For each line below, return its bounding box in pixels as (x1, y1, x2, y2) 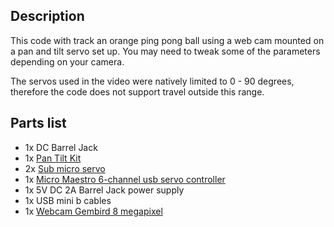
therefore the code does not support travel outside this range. (10, 85, 265, 98)
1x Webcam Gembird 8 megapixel (24, 205, 163, 217)
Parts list (10, 115, 67, 132)
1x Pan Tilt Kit (24, 152, 82, 164)
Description (10, 8, 85, 25)
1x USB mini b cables (24, 194, 112, 206)
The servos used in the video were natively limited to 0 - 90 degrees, (10, 75, 295, 87)
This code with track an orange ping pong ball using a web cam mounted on (10, 34, 325, 46)
